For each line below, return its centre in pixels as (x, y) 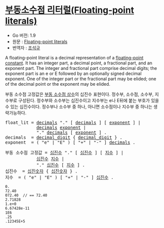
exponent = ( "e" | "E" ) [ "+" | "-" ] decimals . (70, 142)
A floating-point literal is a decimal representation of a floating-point (74, 57)
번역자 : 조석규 (26, 48)
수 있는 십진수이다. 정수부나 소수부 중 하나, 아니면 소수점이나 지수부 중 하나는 (79, 107)
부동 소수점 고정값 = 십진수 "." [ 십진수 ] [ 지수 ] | (64, 152)
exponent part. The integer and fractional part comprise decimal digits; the (81, 68)
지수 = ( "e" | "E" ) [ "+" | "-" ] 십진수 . (59, 177)
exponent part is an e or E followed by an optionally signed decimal (73, 73)
